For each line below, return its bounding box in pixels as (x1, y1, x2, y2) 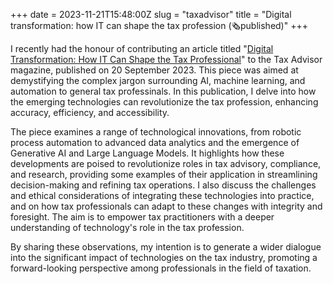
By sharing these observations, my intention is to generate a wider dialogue (10, 241, 322, 253)
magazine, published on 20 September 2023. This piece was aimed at (10, 64, 299, 76)
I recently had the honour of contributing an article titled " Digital (10, 43, 274, 54)
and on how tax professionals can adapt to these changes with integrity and (10, 200, 323, 212)
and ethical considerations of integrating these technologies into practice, (10, 190, 315, 201)
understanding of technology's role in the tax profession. (10, 222, 245, 233)
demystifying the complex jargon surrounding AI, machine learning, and (10, 75, 306, 86)
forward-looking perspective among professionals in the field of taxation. (10, 262, 312, 274)
